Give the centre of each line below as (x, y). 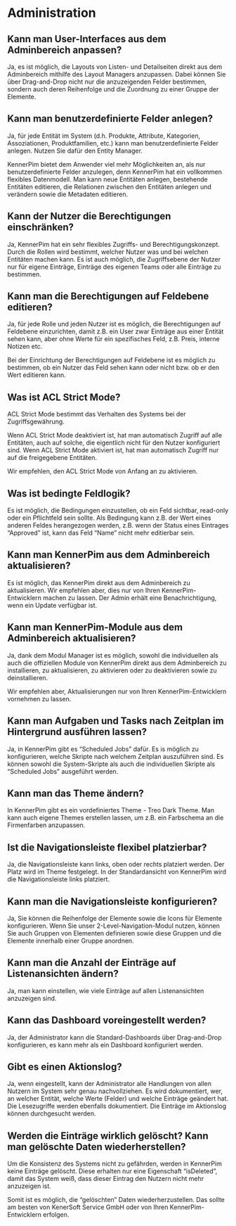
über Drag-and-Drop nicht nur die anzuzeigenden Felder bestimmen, (107, 82)
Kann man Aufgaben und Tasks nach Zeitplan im (116, 721)
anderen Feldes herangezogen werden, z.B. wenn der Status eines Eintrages (118, 525)
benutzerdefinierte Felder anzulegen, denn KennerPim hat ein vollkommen (115, 172)
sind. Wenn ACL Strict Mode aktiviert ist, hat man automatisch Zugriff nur (113, 450)
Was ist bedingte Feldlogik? (69, 493)
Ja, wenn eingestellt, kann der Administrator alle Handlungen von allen (110, 1084)
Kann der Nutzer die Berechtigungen (89, 216)
